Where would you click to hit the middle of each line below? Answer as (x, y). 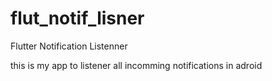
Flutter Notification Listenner (69, 46)
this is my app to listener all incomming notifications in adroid (136, 65)
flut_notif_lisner (77, 18)
